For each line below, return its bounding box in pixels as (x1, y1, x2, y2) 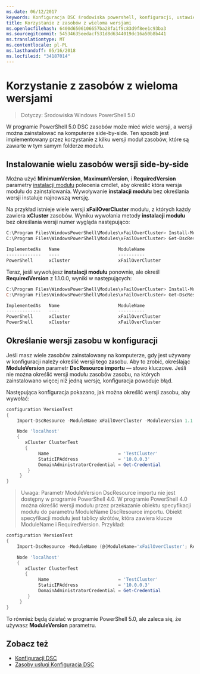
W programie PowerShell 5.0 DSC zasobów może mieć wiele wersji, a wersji (6, 123, 192, 130)
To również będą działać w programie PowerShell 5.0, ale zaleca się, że (6, 615, 182, 622)
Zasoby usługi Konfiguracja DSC (14, 661, 95, 668)
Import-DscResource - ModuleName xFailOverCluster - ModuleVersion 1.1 (17, 418, 193, 424)
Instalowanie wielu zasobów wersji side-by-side (6, 159, 189, 169)
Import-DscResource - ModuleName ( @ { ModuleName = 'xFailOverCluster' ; (17, 543, 187, 550)
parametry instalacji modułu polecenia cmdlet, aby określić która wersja (6, 182, 182, 189)
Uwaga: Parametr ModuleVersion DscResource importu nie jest (20, 489, 176, 497)
